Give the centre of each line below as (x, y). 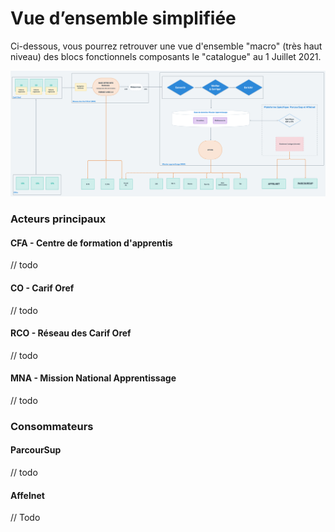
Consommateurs (52, 426)
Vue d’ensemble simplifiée (123, 18)
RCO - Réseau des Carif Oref (71, 333)
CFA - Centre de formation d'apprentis (91, 243)
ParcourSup (36, 450)
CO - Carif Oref (42, 288)
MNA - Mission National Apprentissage (93, 378)
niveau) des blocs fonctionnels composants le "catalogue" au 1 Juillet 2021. (166, 56)
